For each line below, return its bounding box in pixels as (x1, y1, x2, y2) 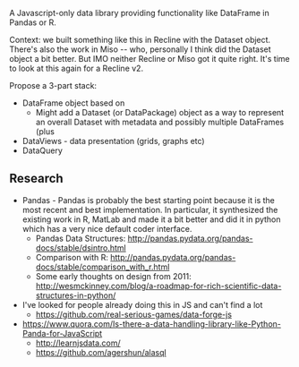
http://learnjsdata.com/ (35, 337, 121, 348)
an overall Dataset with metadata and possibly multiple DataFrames (35, 116, 285, 127)
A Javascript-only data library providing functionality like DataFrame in (9, 8, 270, 18)
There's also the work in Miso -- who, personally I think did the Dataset (9, 44, 271, 55)
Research (9, 171, 64, 186)
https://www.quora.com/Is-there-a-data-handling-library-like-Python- (21, 318, 282, 329)
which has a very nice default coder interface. (21, 223, 192, 234)
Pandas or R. (9, 17, 56, 28)
